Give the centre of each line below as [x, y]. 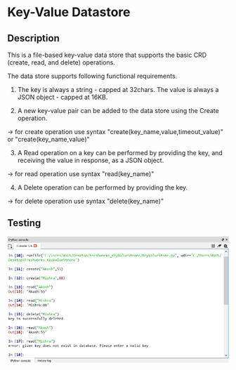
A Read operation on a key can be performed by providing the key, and [120, 153]
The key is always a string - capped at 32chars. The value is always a [118, 90]
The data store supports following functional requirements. [92, 76]
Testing [24, 223]
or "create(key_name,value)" [48, 139]
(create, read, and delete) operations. [61, 62]
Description [33, 38]
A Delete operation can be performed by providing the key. [103, 187]
